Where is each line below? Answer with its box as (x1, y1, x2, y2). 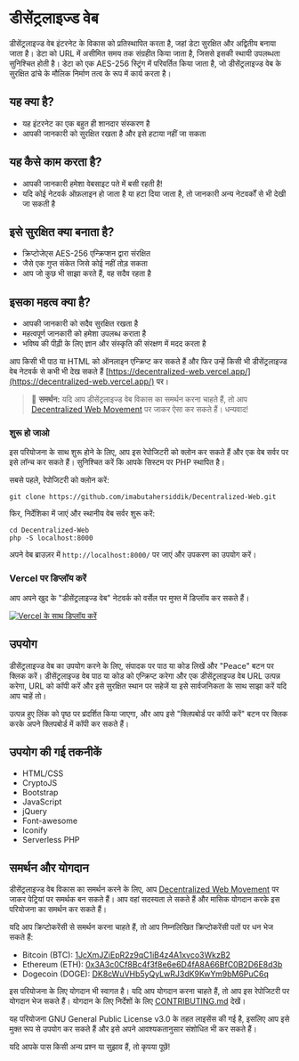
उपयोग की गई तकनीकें (9, 744, 102, 760)
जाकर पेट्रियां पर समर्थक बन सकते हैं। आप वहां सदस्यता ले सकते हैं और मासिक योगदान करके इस (9, 894, 280, 905)
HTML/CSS (21, 768, 64, 779)
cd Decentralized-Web (9, 526, 90, 535)
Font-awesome (21, 815, 78, 827)
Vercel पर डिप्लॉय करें (9, 572, 87, 584)
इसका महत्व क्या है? (9, 294, 92, 310)
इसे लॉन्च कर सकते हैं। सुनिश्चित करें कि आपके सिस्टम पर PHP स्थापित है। (9, 457, 225, 468)
